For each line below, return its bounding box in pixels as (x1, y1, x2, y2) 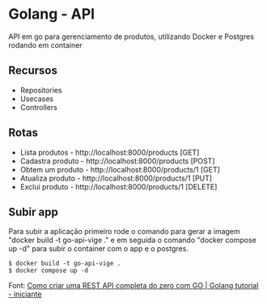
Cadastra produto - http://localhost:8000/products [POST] (19, 155, 215, 166)
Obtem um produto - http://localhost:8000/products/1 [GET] (19, 164, 221, 174)
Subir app (8, 205, 58, 219)
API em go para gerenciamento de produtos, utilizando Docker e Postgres (8, 32, 255, 41)
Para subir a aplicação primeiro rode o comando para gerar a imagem (8, 227, 240, 236)
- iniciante (8, 289, 42, 300)
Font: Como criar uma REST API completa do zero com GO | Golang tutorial (8, 281, 259, 291)
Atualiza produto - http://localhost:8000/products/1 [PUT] (19, 173, 213, 183)
